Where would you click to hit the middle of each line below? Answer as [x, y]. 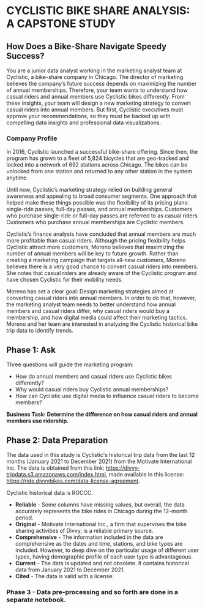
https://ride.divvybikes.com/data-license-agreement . [73, 481]
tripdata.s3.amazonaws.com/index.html [56, 474]
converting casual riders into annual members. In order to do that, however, [101, 298]
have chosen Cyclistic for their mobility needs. [65, 280]
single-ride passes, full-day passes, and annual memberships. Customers [99, 209]
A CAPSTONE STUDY [61, 24]
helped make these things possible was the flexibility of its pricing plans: [98, 203]
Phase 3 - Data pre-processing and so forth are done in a [92, 592]
